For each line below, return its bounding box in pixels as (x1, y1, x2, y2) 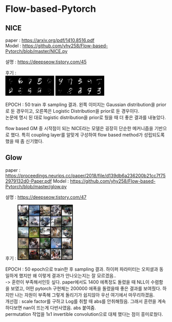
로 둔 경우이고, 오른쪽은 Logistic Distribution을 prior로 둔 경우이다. (5, 108, 140, 114)
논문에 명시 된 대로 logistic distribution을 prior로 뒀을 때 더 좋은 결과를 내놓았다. (5, 114, 166, 120)
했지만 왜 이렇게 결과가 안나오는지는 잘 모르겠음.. (18, 272, 117, 278)
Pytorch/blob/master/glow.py (5, 183, 67, 189)
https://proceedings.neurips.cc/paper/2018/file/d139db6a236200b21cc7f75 (5, 172, 166, 178)
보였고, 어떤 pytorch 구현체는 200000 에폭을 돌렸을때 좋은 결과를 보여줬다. (10, 285, 162, 291)
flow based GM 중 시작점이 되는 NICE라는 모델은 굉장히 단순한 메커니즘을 (5, 126, 154, 131)
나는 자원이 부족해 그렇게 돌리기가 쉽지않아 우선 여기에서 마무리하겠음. (14, 292, 155, 298)
